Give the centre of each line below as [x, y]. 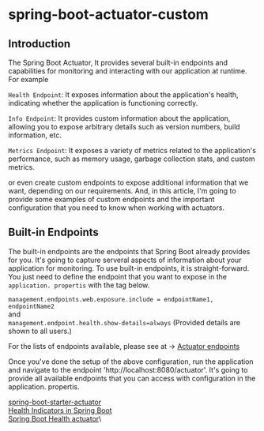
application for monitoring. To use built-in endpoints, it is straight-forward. [129, 268]
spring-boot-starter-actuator [55, 402]
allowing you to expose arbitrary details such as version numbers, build [124, 127]
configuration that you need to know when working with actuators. [117, 208]
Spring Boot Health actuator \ [55, 418]
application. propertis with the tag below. [79, 285]
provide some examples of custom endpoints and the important [111, 199]
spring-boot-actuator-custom [109, 15]
